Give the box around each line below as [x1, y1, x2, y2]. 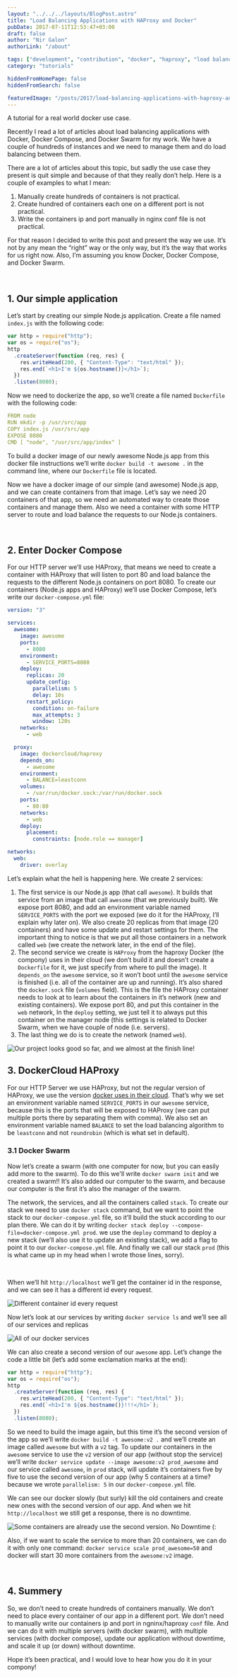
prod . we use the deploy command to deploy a [83, 1228, 217, 1236]
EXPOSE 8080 [7, 432, 42, 439]
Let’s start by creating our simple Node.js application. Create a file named [7, 311, 221, 320]
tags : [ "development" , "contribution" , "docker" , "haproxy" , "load [7, 56, 210, 64]
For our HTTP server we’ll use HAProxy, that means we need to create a [7, 563, 217, 572]
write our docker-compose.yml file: [7, 593, 104, 601]
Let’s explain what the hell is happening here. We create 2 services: [7, 874, 203, 882]
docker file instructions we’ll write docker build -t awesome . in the [7, 459, 204, 467]
